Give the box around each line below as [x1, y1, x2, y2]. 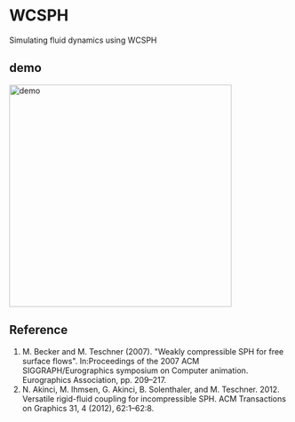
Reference [9, 322, 68, 338]
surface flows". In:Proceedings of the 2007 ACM [21, 355, 200, 366]
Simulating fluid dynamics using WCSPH [9, 35, 157, 45]
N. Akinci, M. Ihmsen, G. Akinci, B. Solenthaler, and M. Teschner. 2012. [21, 384, 280, 394]
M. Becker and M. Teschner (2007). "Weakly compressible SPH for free [21, 346, 284, 356]
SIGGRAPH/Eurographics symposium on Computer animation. [21, 365, 249, 376]
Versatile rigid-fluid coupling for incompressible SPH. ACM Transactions [21, 393, 287, 404]
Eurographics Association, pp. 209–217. [21, 374, 167, 385]
